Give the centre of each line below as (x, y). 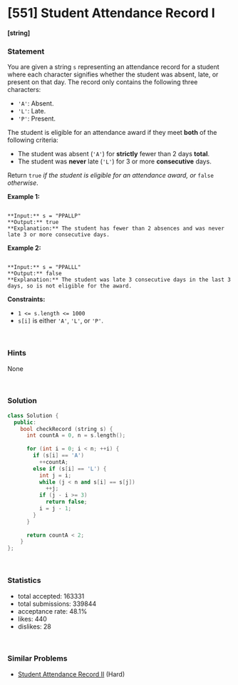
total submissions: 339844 (57, 604)
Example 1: (24, 197)
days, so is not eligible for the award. (70, 286)
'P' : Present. (36, 118)
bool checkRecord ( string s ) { (67, 429)
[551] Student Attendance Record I (111, 13)
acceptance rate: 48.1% (52, 611)
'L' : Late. (32, 111)
